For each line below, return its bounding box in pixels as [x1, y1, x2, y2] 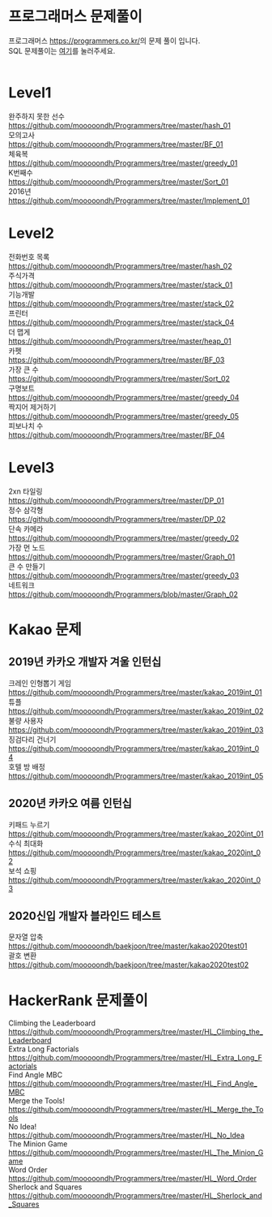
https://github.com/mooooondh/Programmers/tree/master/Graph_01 [8, 551, 236, 561]
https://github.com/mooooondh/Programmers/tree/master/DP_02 [8, 514, 226, 524]
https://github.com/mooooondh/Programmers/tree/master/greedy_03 [8, 570, 240, 580]
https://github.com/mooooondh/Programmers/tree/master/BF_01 [8, 139, 224, 149]
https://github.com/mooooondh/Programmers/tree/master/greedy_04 [8, 392, 240, 402]
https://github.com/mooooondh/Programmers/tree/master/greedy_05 [8, 411, 240, 421]
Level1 [8, 84, 52, 102]
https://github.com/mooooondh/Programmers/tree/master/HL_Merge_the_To [8, 1105, 264, 1115]
